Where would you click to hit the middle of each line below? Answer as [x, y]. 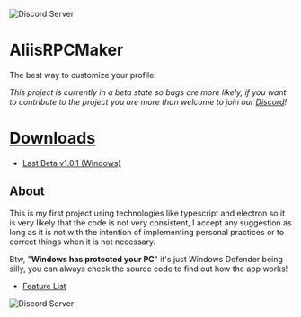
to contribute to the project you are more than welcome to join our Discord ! [148, 101]
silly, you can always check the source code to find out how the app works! [149, 269]
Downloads [53, 138]
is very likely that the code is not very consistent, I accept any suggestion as [150, 222]
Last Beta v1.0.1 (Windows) [71, 163]
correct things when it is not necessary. [82, 242]
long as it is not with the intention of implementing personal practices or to [147, 232]
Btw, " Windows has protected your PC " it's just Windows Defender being [146, 259]
